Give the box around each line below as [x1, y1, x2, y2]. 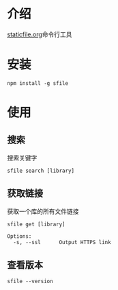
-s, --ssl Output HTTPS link [13, 239, 111, 245]
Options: [7, 232, 32, 240]
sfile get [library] [7, 221, 66, 228]
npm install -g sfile [7, 80, 69, 86]
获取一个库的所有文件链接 [7, 207, 79, 215]
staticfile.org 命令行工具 [7, 30, 73, 38]
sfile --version [7, 278, 53, 285]
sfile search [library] [7, 167, 75, 174]
